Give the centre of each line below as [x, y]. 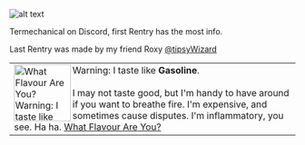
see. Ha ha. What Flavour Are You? [88, 127]
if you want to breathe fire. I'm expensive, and [170, 104]
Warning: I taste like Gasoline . [136, 70]
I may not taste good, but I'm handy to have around [181, 93]
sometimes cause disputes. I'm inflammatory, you [178, 116]
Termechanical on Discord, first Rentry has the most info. [116, 31]
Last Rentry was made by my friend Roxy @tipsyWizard [113, 49]
